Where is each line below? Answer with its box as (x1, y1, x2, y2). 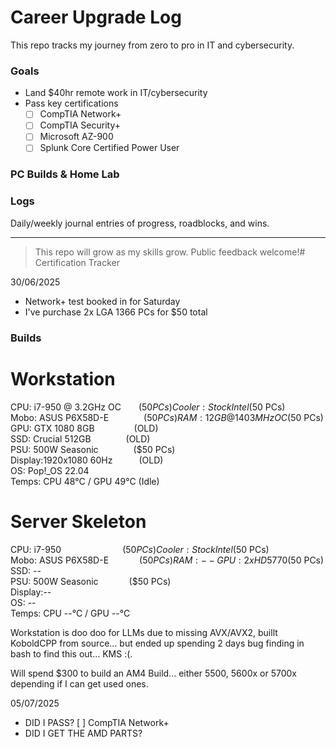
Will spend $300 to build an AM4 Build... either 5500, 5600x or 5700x (10, 667, 297, 679)
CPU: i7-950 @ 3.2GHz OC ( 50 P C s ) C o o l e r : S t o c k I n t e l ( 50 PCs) (10, 401, 286, 413)
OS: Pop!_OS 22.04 (10, 464, 90, 476)
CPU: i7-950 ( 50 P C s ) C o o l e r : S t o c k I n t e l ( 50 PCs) (10, 543, 270, 555)
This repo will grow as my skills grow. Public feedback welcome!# (34, 246, 306, 258)
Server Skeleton (10, 510, 147, 533)
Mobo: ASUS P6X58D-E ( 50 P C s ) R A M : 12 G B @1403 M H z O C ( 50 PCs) (10, 411, 324, 423)
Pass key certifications (24, 97, 119, 110)
